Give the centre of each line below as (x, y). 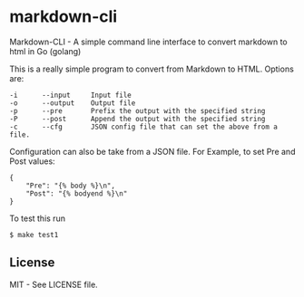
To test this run (38, 218)
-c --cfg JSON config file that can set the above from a (144, 127)
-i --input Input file (70, 95)
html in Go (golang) (45, 51)
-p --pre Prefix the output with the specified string (137, 110)
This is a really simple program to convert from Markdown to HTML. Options (152, 69)
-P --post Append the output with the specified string (137, 119)
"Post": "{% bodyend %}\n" (77, 193)
